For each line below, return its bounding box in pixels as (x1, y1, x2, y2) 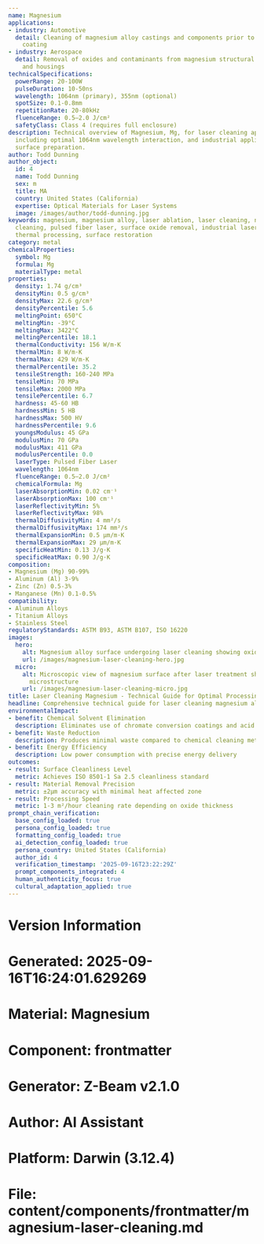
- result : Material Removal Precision (8, 780, 135, 788)
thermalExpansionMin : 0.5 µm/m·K (15, 531, 125, 539)
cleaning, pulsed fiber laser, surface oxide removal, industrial (15, 224, 237, 232)
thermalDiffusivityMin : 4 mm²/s (15, 516, 122, 524)
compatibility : (8, 597, 58, 605)
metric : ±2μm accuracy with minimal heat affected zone (15, 787, 202, 795)
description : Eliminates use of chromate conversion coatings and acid (15, 721, 255, 729)
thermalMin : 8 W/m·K (15, 348, 82, 357)
